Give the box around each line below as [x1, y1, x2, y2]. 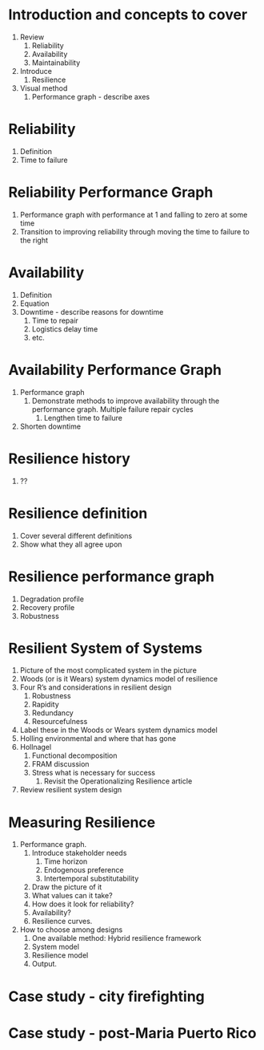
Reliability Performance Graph [8, 183, 214, 201]
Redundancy [31, 708, 74, 718]
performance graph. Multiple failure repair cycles [31, 404, 194, 414]
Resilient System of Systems [8, 639, 202, 657]
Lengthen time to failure [43, 413, 122, 422]
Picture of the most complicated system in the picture [19, 665, 198, 675]
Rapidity [31, 700, 60, 710]
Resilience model [31, 950, 89, 960]
